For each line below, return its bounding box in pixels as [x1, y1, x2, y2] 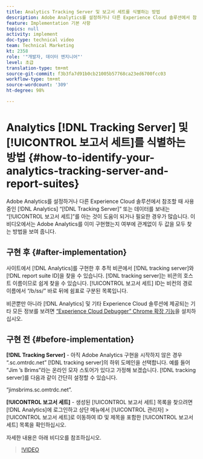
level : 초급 [6, 59, 34, 65]
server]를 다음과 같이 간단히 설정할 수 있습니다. [6, 374, 118, 381]
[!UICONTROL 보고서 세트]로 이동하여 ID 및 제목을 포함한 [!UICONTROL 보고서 [6, 414, 193, 421]
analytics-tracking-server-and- [6, 164, 169, 178]
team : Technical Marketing [6, 43, 74, 49]
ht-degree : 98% [6, 88, 45, 94]
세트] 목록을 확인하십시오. [6, 421, 66, 429]
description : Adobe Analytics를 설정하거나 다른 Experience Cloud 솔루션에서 [6, 14, 190, 21]
